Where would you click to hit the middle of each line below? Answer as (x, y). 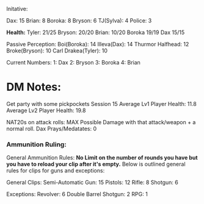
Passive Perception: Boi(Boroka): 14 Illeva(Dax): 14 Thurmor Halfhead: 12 (98, 44)
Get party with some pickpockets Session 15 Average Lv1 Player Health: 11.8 (101, 104)
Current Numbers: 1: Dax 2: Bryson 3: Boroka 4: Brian (73, 62)
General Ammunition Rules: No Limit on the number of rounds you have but (102, 158)
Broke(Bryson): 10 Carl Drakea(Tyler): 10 (57, 51)
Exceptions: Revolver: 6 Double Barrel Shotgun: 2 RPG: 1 (77, 194)
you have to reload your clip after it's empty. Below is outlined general (96, 164)
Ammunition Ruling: (37, 144)
